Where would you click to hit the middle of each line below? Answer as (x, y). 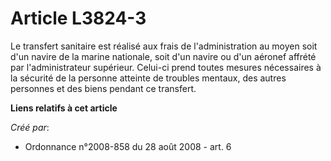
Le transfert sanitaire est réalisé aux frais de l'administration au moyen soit (164, 46)
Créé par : (30, 127)
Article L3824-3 (78, 18)
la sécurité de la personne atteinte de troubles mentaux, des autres (148, 78)
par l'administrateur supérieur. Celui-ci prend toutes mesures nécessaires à (166, 67)
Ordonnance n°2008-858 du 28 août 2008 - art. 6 (128, 146)
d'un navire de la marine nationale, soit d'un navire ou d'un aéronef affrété (163, 56)
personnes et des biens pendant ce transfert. (103, 88)
